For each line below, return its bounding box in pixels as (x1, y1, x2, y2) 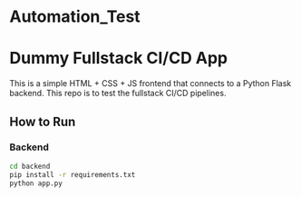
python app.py (9, 179, 63, 188)
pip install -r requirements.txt (9, 170, 136, 179)
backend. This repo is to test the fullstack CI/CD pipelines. (9, 88, 227, 99)
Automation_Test (9, 6, 141, 27)
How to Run (9, 113, 76, 129)
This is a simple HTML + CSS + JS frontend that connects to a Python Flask (9, 78, 292, 89)
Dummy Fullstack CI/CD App (9, 48, 228, 69)
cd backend (9, 162, 51, 171)
